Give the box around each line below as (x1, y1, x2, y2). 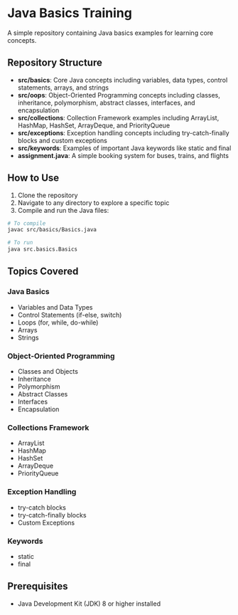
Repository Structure (7, 57, 103, 69)
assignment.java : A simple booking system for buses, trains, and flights (17, 151, 229, 159)
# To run (7, 239, 33, 246)
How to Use (7, 172, 60, 184)
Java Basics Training (7, 5, 133, 21)
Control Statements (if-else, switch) (17, 310, 122, 319)
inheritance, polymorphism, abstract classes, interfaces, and (17, 98, 195, 107)
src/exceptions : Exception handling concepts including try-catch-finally (17, 128, 229, 137)
